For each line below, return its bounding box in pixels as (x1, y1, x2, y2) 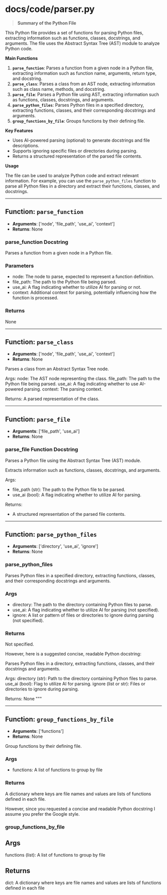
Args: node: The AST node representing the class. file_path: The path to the (5, 376, 160, 382)
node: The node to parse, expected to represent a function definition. (12, 273, 155, 280)
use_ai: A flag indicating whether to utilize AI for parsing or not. (12, 284, 142, 290)
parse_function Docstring (5, 238, 69, 245)
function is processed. (12, 295, 59, 301)
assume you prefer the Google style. (5, 811, 80, 817)
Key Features (5, 127, 33, 133)
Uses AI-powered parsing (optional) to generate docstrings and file (12, 137, 150, 143)
